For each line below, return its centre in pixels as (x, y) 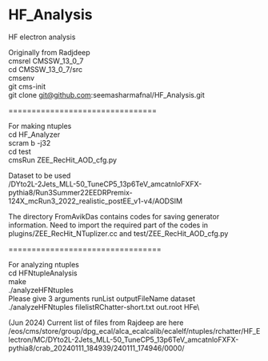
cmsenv (21, 78)
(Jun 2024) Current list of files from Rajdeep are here (96, 323)
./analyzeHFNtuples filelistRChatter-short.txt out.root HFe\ (104, 307)
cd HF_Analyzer (34, 134)
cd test (20, 151)
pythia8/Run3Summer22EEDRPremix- (71, 192)
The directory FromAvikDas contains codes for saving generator (114, 216)
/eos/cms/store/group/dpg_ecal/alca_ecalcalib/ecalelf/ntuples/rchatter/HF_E (134, 331)
